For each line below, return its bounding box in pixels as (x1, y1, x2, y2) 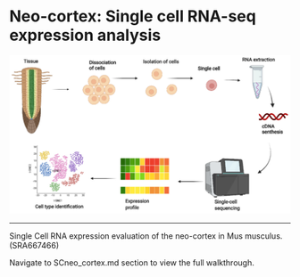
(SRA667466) (9, 240, 60, 251)
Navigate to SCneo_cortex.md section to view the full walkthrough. (9, 257, 254, 268)
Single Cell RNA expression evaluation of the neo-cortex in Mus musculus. (9, 231, 283, 241)
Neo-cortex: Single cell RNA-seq (9, 6, 256, 27)
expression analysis (9, 25, 162, 45)
